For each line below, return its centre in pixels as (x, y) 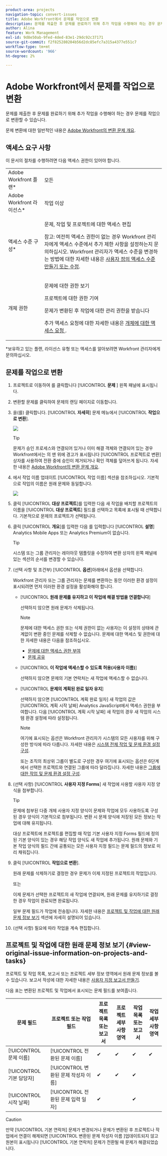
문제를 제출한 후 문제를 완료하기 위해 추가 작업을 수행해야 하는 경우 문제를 (76, 114)
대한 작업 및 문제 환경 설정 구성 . (51, 773)
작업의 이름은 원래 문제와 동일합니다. (57, 483)
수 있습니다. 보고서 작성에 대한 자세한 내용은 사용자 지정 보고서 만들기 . (73, 979)
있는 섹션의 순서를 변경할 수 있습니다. (49, 559)
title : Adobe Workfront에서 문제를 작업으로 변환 (52, 19)
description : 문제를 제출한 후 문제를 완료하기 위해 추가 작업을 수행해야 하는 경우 (80, 24)
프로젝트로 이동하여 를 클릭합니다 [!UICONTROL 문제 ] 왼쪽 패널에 (77, 385)
